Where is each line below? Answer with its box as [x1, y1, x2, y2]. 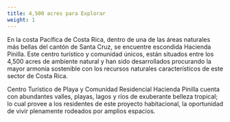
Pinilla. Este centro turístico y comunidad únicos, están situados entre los [7, 49, 214, 58]
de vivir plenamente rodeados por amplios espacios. [7, 107, 156, 115]
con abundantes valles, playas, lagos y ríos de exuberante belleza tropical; [7, 92, 218, 100]
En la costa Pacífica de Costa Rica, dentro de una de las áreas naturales [7, 35, 211, 43]
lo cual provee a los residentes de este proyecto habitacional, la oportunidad [7, 99, 224, 108]
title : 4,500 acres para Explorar [7, 10, 106, 17]
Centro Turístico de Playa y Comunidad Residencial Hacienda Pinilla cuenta [7, 85, 220, 93]
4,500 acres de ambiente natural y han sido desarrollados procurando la [7, 57, 211, 65]
